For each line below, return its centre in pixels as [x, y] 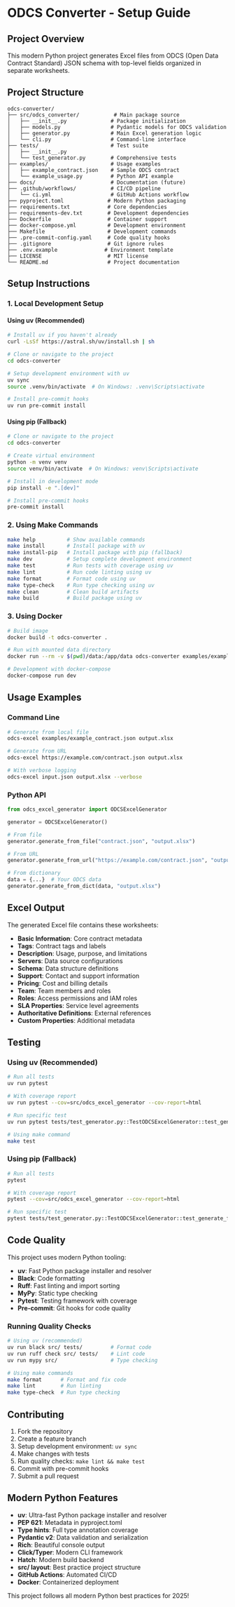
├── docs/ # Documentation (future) [97, 182]
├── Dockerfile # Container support [87, 219]
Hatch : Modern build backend [60, 1559]
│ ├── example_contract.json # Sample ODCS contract [93, 170]
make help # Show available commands [76, 539]
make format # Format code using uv [72, 579]
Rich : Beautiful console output [61, 1545]
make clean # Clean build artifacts [73, 592]
